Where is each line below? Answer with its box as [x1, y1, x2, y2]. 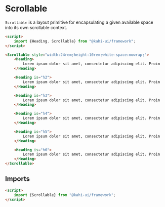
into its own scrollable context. [5, 24, 68, 30]
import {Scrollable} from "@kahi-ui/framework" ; [14, 192, 116, 198]
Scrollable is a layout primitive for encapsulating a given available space [5, 19, 154, 25]
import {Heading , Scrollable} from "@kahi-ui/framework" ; [14, 39, 136, 43]
